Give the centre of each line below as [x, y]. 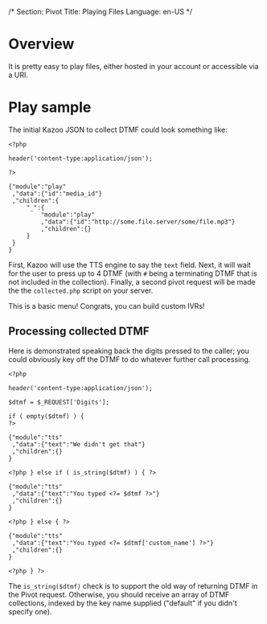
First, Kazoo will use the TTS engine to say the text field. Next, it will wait [129, 265]
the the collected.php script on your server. [81, 290]
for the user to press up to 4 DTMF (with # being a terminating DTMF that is [133, 273]
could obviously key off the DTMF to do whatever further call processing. [129, 359]
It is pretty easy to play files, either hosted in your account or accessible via [133, 66]
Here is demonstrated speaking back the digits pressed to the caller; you [129, 351]
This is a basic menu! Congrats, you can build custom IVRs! [107, 306]
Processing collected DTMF [79, 332]
